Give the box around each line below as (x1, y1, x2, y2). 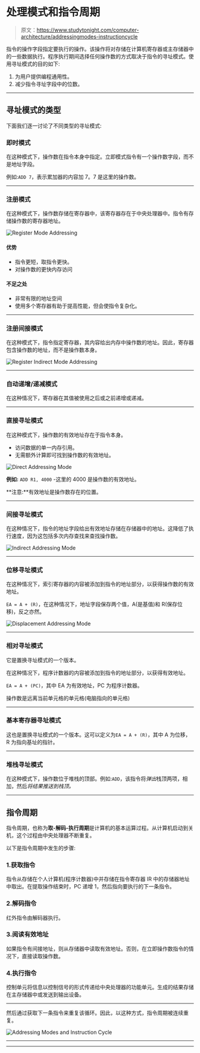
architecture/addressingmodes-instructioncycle (20, 33, 138, 40)
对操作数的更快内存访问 (14, 265, 73, 273)
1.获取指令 (6, 860, 36, 869)
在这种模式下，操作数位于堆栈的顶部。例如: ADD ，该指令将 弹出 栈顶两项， (6, 775, 183, 782)
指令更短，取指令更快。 (14, 258, 73, 265)
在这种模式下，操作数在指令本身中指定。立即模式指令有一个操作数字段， (6, 153, 183, 160)
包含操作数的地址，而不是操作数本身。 (6, 347, 100, 354)
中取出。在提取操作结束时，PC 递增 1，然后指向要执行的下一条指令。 (6, 883, 175, 890)
